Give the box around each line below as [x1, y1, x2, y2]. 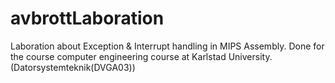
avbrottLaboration [10, 7, 165, 30]
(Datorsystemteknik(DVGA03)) [10, 61, 136, 73]
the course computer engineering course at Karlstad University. [10, 50, 273, 62]
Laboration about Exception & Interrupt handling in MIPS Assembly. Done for [10, 40, 325, 52]
